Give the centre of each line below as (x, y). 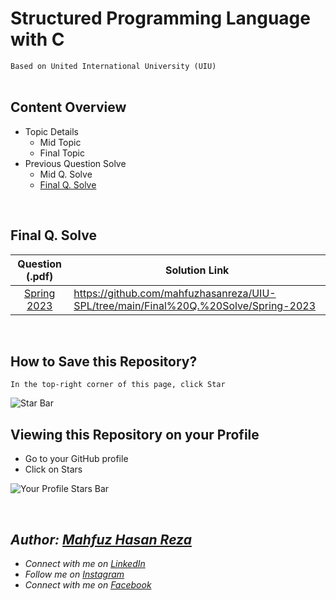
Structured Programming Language (160, 18)
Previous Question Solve (75, 163)
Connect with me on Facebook (88, 585)
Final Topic (62, 153)
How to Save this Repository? (104, 361)
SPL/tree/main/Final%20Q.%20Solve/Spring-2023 (195, 305)
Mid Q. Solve (66, 174)
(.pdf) (39, 276)
